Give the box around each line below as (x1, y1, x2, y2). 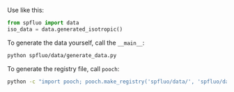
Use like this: (7, 6, 44, 14)
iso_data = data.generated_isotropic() (7, 26, 123, 33)
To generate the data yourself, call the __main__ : (7, 38, 145, 47)
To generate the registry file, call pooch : (7, 64, 120, 72)
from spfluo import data (7, 20, 79, 26)
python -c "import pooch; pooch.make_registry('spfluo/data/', (7, 78, 195, 85)
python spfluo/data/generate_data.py (7, 52, 117, 59)
